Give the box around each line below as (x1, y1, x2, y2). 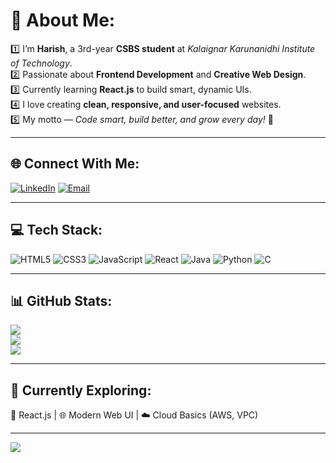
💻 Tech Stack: (10, 222, 103, 239)
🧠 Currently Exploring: (10, 382, 152, 399)
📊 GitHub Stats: (10, 292, 113, 309)
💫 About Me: (10, 9, 116, 32)
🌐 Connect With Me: (10, 155, 140, 173)
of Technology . (10, 57, 73, 69)
